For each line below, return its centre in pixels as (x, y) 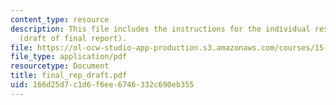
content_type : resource (60, 19)
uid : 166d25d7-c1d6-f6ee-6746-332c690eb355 (102, 85)
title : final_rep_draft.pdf (69, 76)
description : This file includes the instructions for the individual (160, 29)
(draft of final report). (73, 38)
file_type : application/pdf (69, 57)
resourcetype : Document (60, 66)
